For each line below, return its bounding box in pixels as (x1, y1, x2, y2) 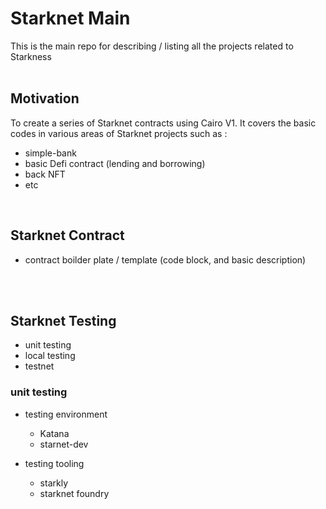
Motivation (10, 90, 80, 107)
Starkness (10, 50, 52, 62)
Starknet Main (10, 7, 131, 30)
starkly (39, 477, 68, 489)
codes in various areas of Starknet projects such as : (10, 127, 228, 139)
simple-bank (24, 147, 77, 159)
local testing (24, 350, 76, 362)
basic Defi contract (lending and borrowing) (24, 157, 206, 169)
